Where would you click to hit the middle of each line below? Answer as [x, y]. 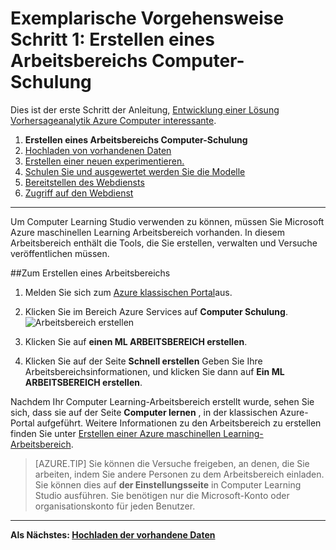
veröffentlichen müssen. [60, 253]
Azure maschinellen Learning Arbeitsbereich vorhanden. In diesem [148, 232]
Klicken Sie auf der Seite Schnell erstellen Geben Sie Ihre [143, 361]
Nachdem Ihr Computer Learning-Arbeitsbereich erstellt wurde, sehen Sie [162, 401]
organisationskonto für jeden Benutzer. [115, 506]
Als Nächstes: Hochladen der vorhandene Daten [113, 534]
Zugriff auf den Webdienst [79, 193]
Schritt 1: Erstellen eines [112, 39]
